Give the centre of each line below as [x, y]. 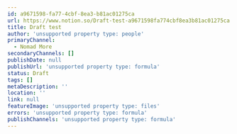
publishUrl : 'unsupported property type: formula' [84, 67]
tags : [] [20, 80]
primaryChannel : [31, 40]
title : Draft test [34, 27]
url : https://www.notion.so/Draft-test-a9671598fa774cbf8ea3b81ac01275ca [119, 21]
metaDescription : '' [38, 86]
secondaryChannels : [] [41, 54]
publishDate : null [34, 60]
